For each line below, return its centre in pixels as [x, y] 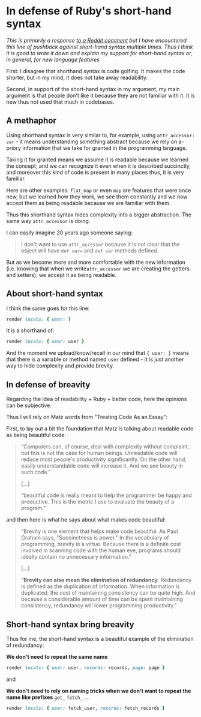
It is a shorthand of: [30, 330]
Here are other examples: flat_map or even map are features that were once [99, 190]
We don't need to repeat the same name [57, 656]
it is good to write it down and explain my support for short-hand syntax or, [99, 53]
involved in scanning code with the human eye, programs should [101, 550]
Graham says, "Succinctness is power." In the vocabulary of [95, 538]
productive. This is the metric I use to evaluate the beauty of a [97, 502]
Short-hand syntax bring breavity [70, 624]
